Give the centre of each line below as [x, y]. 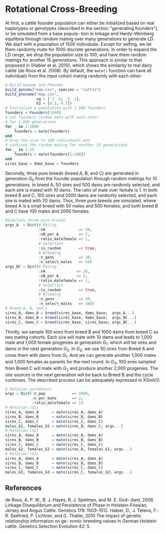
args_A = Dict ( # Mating [31, 225]
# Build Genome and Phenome [34, 85]
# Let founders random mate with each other [52, 117]
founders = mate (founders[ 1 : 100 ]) [50, 155]
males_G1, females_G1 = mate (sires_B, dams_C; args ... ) [64, 426]
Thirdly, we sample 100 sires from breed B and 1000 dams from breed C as [82, 331]
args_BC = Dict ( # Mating [31, 267]
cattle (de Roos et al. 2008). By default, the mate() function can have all [78, 70]
